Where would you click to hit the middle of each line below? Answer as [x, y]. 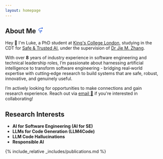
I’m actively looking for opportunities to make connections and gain [74, 88]
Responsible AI [28, 142]
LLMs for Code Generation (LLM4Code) [54, 131]
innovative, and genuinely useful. [39, 79]
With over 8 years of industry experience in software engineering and [76, 58]
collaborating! [19, 99]
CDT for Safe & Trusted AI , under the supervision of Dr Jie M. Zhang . [75, 48]
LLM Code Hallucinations [39, 137]
